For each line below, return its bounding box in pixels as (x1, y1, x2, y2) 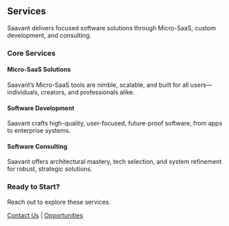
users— (190, 81, 212, 89)
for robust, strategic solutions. (7, 165, 93, 173)
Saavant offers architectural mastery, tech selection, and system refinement (7, 158, 222, 166)
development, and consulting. (7, 31, 91, 39)
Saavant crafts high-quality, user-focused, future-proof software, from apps (7, 119, 223, 127)
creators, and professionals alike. (41, 88, 135, 96)
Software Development (7, 103, 75, 112)
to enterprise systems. (7, 127, 71, 135)
